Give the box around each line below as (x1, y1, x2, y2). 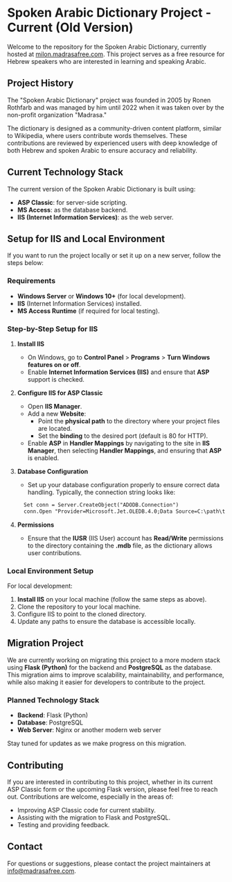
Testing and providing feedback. (17, 820, 110, 829)
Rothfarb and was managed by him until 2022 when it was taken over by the (7, 103, 225, 112)
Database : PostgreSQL (17, 718, 84, 727)
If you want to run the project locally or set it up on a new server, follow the (7, 251, 222, 260)
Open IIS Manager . (27, 402, 82, 410)
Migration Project (7, 637, 84, 650)
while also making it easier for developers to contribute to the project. (7, 678, 206, 686)
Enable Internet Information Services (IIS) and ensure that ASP (27, 368, 210, 376)
